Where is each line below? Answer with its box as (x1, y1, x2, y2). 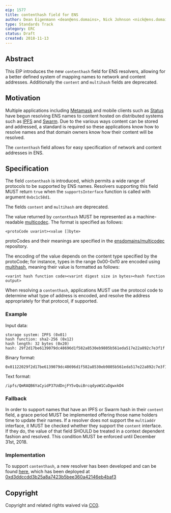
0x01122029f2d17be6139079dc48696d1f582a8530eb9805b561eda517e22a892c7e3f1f (5, 364, 169, 369)
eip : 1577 (5, 7, 26, 13)
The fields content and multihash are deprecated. (5, 204, 109, 210)
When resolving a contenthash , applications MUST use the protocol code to (5, 287, 163, 293)
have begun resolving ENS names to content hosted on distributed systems (5, 112, 163, 119)
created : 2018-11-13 (5, 36, 49, 41)
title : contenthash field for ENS (5, 12, 79, 17)
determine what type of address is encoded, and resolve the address (5, 293, 150, 299)
